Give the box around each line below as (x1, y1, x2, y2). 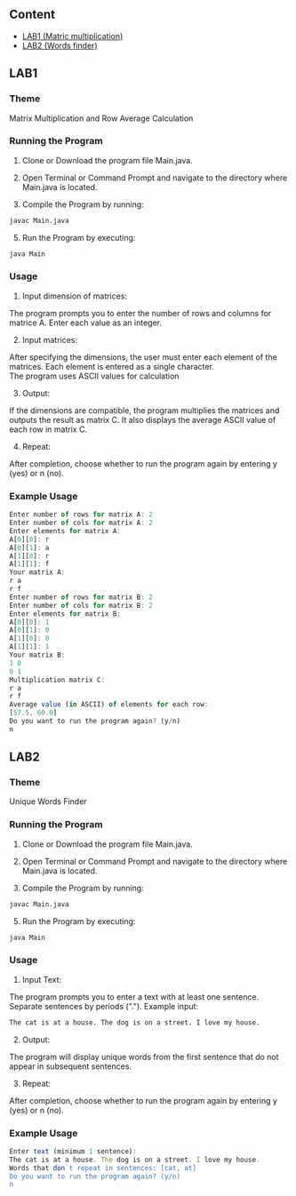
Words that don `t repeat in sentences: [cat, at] (9, 1163, 197, 1172)
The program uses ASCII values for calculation (9, 371, 180, 381)
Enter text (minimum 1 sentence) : (9, 1146, 138, 1156)
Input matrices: (21, 334, 78, 345)
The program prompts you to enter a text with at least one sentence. (9, 991, 260, 1002)
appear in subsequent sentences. (9, 1061, 132, 1072)
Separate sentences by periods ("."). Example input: (9, 1001, 198, 1011)
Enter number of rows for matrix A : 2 (9, 510, 153, 519)
